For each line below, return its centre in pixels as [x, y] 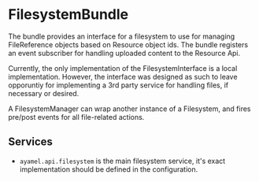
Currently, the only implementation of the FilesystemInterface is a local [123, 68]
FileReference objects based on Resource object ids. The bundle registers [128, 44]
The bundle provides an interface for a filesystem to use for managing [122, 36]
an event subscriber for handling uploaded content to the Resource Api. [124, 53]
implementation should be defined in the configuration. [109, 169]
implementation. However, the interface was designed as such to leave [123, 76]
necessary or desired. [44, 93]
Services [31, 142]
